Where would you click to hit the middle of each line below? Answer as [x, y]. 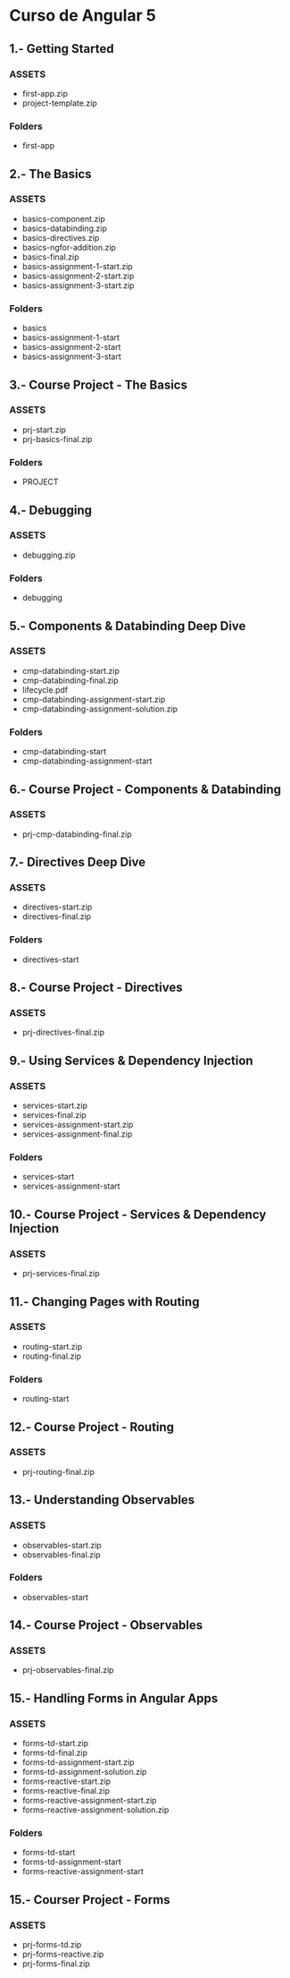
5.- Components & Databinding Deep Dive [128, 626]
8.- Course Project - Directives [96, 988]
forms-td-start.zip [55, 1744]
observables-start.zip [62, 1545]
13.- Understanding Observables [102, 1500]
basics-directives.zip [61, 237]
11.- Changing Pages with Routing [104, 1302]
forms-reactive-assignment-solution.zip [95, 1810]
